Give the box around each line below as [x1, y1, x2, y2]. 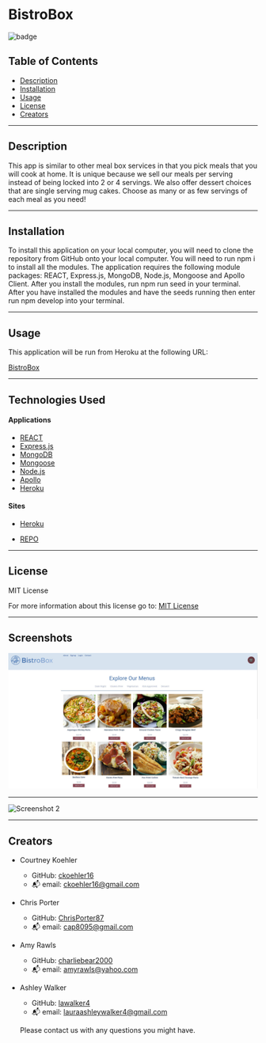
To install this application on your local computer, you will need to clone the [8, 245, 253, 255]
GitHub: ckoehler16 [31, 870, 94, 880]
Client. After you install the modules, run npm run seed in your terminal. [8, 279, 241, 289]
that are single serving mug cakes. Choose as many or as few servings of [8, 186, 248, 195]
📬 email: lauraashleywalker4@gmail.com [31, 1007, 168, 1017]
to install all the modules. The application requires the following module [8, 263, 241, 272]
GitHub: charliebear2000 [31, 956, 113, 965]
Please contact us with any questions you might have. [19, 1026, 196, 1035]
